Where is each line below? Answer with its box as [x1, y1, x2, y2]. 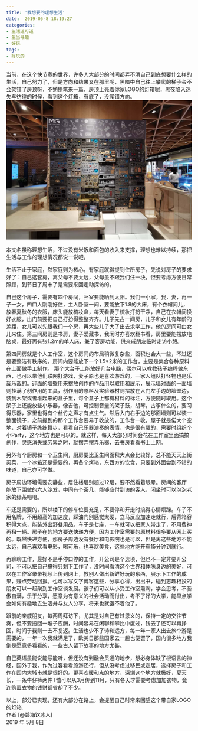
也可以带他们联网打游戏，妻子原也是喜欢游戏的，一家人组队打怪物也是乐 [16, 372, 192, 379]
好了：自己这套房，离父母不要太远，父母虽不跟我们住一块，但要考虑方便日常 [6, 273, 192, 280]
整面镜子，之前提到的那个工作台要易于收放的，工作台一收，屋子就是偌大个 [6, 416, 187, 423]
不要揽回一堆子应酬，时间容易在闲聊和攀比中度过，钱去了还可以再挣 [21, 619, 187, 626]
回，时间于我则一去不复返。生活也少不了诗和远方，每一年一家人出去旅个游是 [6, 626, 192, 634]
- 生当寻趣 [6, 34, 29, 41]
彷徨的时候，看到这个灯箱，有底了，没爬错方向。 [16, 93, 136, 100]
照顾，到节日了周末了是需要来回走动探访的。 [6, 280, 115, 288]
